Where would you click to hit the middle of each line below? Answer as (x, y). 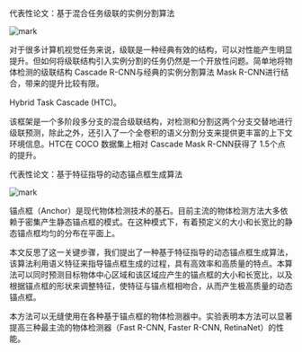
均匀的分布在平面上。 (80, 233)
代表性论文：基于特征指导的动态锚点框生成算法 (96, 174)
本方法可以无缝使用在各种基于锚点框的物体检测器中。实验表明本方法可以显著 (151, 316)
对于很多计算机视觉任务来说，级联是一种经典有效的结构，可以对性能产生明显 (151, 49)
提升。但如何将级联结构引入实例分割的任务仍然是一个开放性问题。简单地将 (147, 61)
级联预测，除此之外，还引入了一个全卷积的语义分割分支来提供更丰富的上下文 (151, 132)
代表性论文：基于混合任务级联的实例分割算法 (92, 13)
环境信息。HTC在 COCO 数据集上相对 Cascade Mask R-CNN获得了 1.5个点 (147, 144)
